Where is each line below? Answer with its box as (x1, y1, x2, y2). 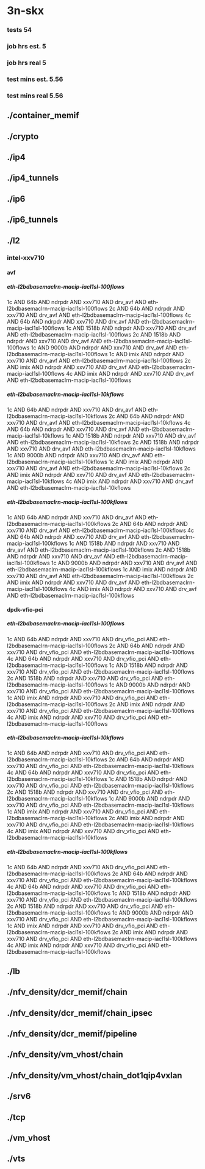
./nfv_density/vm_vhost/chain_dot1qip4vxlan (7, 1070, 182, 1081)
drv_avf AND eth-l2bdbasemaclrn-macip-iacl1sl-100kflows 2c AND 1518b (7, 546, 191, 554)
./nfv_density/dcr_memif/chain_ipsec (7, 1008, 153, 1018)
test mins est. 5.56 (7, 75, 63, 83)
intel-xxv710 (7, 254, 45, 262)
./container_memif (7, 110, 79, 121)
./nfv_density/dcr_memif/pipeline (7, 1029, 137, 1039)
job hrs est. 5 (7, 42, 46, 51)
